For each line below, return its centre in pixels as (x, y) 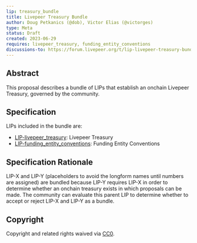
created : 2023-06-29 (31, 39)
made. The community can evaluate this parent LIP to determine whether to (97, 195)
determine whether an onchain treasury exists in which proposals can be (94, 189)
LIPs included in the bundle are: (44, 126)
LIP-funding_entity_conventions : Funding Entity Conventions (87, 143)
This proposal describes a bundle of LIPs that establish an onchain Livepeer (98, 87)
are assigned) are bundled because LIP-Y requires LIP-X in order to (87, 183)
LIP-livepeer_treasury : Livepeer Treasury (64, 138)
